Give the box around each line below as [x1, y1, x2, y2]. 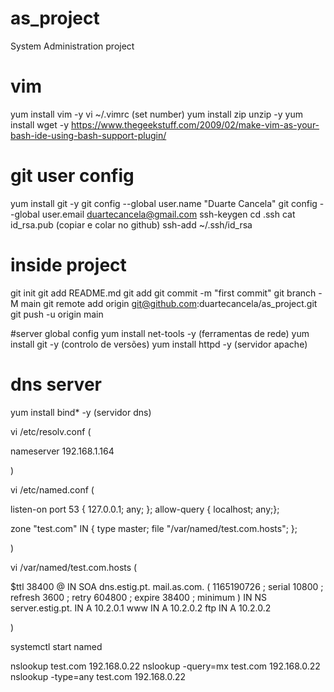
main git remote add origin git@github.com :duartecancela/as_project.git [20, 297, 318, 309]
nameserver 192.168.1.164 [10, 445, 115, 457]
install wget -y [10, 118, 70, 131]
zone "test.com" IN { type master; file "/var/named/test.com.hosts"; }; [10, 522, 298, 534]
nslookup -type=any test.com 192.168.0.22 [10, 670, 187, 682]
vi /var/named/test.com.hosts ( [10, 561, 138, 573]
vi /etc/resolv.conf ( [10, 425, 92, 437]
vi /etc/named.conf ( [10, 483, 95, 496]
